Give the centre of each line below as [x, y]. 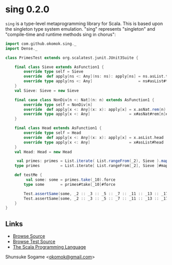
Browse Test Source [34, 242]
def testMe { [28, 175]
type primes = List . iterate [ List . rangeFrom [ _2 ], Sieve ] [87, 166]
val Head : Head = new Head [43, 152]
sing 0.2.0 [27, 9]
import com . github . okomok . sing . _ [41, 44]
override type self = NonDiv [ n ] [58, 105]
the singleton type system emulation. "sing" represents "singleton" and [80, 29]
